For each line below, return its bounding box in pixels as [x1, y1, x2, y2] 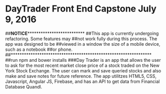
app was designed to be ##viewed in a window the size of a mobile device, [5, 41, 160, 47]
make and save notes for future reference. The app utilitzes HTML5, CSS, [5, 73, 157, 79]
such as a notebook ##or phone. [5, 46, 73, 52]
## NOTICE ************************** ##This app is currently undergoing [5, 30, 159, 36]
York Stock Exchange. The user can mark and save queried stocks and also [5, 67, 161, 73]
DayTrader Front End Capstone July [5, 3, 157, 15]
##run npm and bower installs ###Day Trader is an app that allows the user [5, 57, 161, 63]
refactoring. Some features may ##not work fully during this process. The [5, 36, 157, 42]
